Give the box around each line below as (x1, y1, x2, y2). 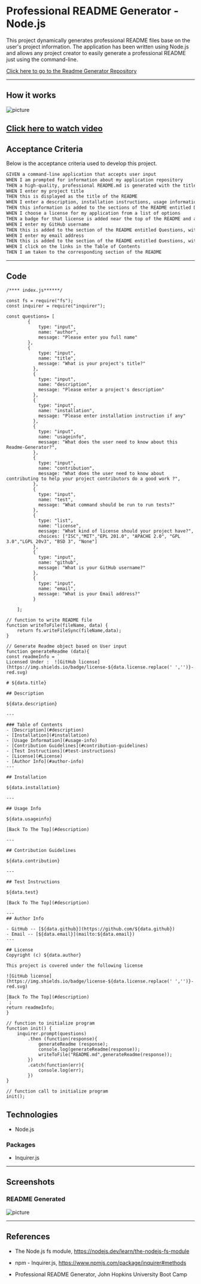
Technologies (6, 1110, 59, 1120)
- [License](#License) (6, 753, 63, 759)
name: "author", (38, 329, 79, 335)
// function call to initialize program (6, 1088, 109, 1094)
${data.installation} (6, 784, 60, 790)
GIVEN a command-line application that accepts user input (6, 171, 157, 177)
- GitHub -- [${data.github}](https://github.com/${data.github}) (6, 926, 175, 932)
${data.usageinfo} (6, 816, 52, 822)
